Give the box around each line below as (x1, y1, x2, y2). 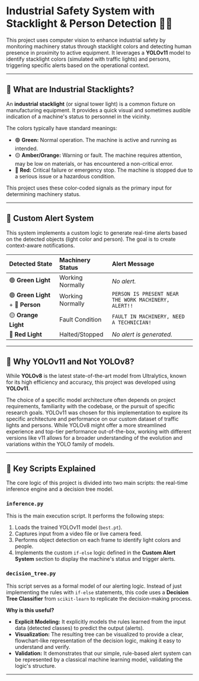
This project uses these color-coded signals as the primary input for (6, 184, 172, 191)
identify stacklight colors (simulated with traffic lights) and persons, (6, 55, 171, 62)
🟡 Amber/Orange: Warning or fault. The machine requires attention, (14, 152, 182, 159)
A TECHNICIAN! (111, 319, 152, 326)
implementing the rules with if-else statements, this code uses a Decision (6, 588, 189, 595)
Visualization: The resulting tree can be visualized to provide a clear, (14, 630, 184, 638)
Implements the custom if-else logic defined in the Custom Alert (14, 549, 176, 556)
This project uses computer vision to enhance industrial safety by (6, 36, 166, 43)
